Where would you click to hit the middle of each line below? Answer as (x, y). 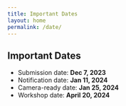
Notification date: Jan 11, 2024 (63, 80)
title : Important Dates (43, 14)
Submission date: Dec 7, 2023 (62, 73)
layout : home (27, 20)
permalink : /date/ (35, 27)
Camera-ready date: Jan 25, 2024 (68, 88)
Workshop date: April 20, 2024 (64, 95)
